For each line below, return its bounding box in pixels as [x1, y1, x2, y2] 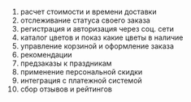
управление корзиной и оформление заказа [20, 41, 175, 51]
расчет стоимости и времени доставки [20, 7, 157, 16]
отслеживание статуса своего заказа [20, 15, 150, 25]
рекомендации [20, 50, 72, 59]
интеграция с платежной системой [20, 76, 142, 85]
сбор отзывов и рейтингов [20, 84, 112, 94]
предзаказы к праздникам [20, 58, 112, 68]
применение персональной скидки [20, 67, 143, 76]
